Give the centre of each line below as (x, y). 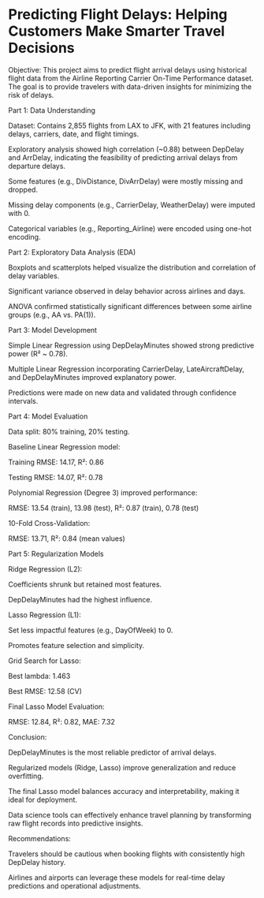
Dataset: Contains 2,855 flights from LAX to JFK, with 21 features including (129, 125)
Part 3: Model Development (52, 330)
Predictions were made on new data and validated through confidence (122, 393)
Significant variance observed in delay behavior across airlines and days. (127, 291)
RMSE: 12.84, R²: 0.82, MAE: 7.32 (62, 721)
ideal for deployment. (43, 799)
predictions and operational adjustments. (75, 885)
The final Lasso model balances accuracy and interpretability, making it (124, 791)
